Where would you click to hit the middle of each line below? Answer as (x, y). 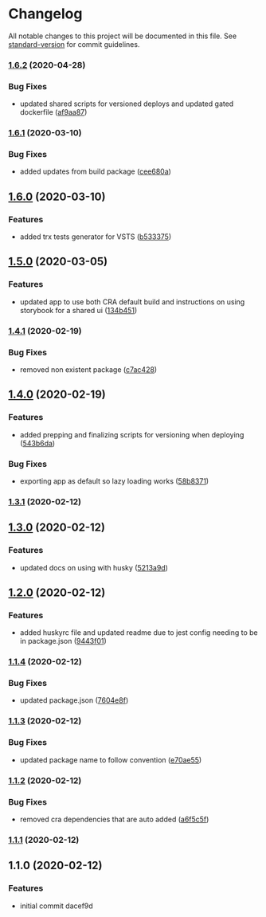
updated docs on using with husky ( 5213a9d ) (94, 567)
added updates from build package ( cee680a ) (95, 171)
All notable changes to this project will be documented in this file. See (123, 36)
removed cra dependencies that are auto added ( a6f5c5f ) (114, 819)
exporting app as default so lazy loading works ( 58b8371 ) (114, 481)
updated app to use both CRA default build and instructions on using (132, 302)
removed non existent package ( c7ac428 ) (88, 369)
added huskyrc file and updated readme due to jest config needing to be (139, 633)
